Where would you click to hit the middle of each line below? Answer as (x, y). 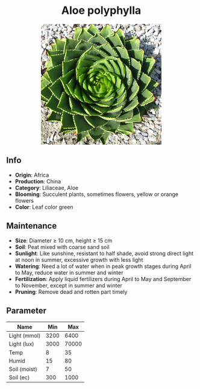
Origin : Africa (32, 175)
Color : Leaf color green (44, 207)
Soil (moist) (23, 369)
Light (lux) (21, 344)
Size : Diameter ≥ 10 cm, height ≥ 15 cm (64, 240)
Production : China (38, 181)
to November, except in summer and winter (68, 285)
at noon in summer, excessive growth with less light (79, 259)
